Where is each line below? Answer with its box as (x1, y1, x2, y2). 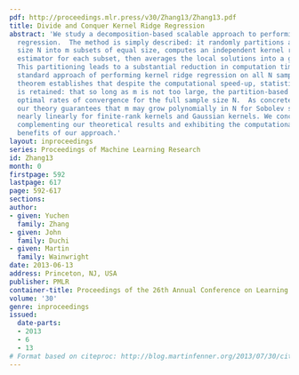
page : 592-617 (9, 187, 62, 195)
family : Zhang (17, 219, 69, 228)
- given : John (9, 227, 62, 236)
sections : (9, 195, 46, 204)
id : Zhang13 (9, 153, 53, 163)
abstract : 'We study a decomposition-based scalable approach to (9, 29, 256, 38)
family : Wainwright (17, 252, 90, 262)
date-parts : (17, 319, 62, 328)
